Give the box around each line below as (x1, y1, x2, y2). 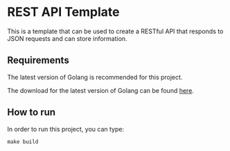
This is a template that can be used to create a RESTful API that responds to (7, 27, 224, 35)
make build (7, 138, 39, 145)
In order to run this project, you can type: (7, 125, 125, 133)
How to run (7, 107, 56, 118)
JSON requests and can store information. (7, 34, 127, 42)
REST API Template (7, 4, 120, 20)
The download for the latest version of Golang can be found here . (7, 86, 194, 94)
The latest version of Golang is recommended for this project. (7, 73, 183, 81)
